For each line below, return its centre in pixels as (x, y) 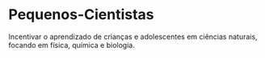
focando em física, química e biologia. (72, 44)
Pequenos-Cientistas (81, 15)
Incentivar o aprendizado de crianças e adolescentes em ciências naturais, (133, 37)
